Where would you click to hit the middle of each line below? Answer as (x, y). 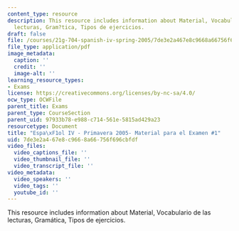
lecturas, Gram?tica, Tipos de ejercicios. (79, 27)
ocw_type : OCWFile (34, 100)
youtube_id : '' (36, 193)
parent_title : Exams (38, 107)
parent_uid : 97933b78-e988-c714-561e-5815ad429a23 (84, 119)
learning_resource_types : (46, 80)
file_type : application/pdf (49, 47)
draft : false (27, 34)
